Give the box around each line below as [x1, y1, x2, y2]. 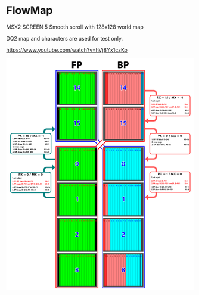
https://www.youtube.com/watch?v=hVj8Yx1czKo [6, 46, 128, 54]
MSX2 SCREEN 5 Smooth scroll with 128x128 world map [6, 23, 144, 30]
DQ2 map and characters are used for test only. [6, 35, 123, 42]
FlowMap [6, 4, 53, 17]
